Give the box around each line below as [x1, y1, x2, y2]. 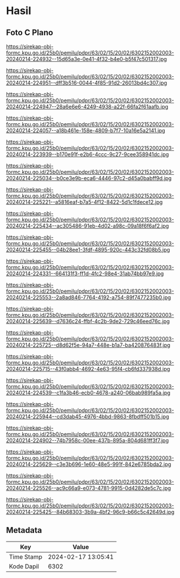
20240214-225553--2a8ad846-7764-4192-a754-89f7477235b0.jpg [6, 294, 171, 300]
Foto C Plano [6, 28, 53, 38]
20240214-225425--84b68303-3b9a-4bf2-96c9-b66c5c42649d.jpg [6, 509, 175, 515]
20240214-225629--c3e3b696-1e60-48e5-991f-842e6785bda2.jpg [6, 461, 172, 468]
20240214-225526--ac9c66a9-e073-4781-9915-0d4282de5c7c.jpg [6, 485, 171, 491]
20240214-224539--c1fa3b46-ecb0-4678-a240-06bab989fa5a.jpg [6, 389, 171, 396]
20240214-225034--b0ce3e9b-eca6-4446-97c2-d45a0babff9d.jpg [6, 175, 172, 181]
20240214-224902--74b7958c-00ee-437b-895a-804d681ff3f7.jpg [6, 437, 169, 444]
